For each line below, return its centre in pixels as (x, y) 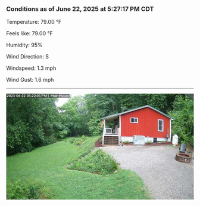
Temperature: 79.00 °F (34, 22)
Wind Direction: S (28, 57)
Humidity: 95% (24, 45)
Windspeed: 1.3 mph (31, 68)
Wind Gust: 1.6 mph (30, 80)
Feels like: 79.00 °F (30, 33)
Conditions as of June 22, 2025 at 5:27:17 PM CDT (80, 9)
